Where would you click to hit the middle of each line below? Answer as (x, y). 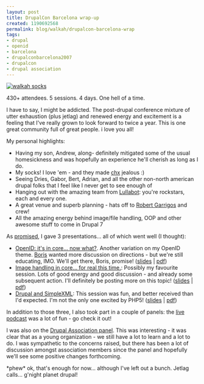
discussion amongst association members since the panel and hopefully (97, 350)
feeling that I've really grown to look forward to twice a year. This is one (96, 123)
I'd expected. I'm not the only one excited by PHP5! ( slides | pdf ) (96, 300)
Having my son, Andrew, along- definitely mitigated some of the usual (103, 153)
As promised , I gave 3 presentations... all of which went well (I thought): (96, 237)
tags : (13, 35)
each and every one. (41, 199)
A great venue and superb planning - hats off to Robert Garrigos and (101, 205)
